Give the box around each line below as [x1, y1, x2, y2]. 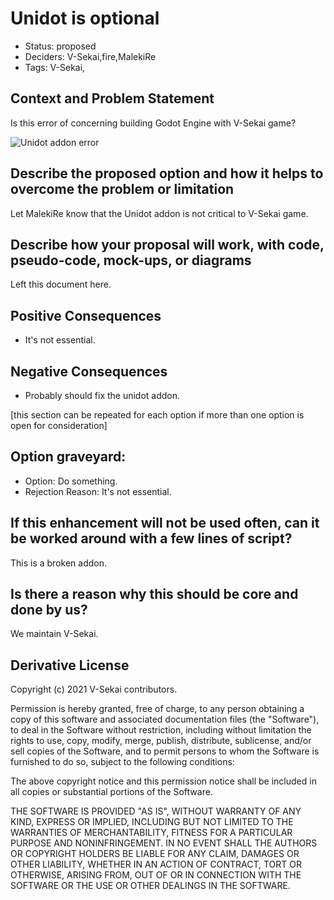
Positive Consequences [10, 307, 162, 324]
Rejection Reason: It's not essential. [24, 485, 172, 497]
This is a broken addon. [10, 557, 107, 569]
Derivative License [10, 657, 130, 674]
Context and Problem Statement [10, 90, 215, 107]
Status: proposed [24, 40, 97, 52]
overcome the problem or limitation [10, 181, 235, 198]
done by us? [10, 602, 88, 619]
